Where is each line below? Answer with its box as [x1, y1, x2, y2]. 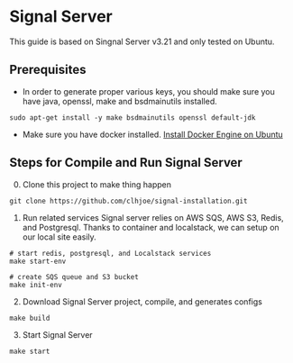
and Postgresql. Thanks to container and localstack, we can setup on [22, 222, 279, 232]
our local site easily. [22, 231, 96, 242]
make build [9, 313, 50, 322]
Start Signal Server [22, 329, 93, 340]
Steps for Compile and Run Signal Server [9, 155, 243, 170]
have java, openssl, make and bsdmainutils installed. [22, 95, 218, 106]
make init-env [9, 280, 63, 289]
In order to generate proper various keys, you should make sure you [22, 86, 275, 96]
